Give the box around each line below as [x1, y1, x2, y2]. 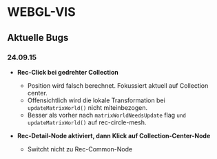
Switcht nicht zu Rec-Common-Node [27, 144, 133, 153]
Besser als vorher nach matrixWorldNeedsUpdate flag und [27, 111, 187, 119]
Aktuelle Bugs [7, 32, 69, 44]
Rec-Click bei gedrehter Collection [17, 68, 118, 76]
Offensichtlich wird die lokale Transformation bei [27, 96, 165, 104]
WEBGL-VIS [7, 4, 76, 20]
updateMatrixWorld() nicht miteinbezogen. [27, 103, 148, 111]
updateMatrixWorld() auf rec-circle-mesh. [27, 118, 147, 127]
